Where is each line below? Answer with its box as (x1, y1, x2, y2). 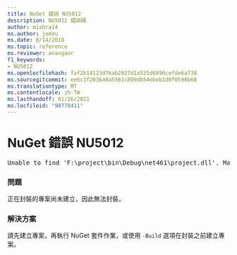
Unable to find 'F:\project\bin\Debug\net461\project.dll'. (7, 158, 220, 167)
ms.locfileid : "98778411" (7, 102, 83, 109)
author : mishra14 (7, 23, 59, 30)
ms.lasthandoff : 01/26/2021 (7, 96, 90, 103)
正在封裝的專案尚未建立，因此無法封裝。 (7, 195, 125, 203)
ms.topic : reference (7, 43, 68, 50)
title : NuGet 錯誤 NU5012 (7, 10, 81, 18)
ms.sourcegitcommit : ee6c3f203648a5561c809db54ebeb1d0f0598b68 (7, 76, 197, 83)
